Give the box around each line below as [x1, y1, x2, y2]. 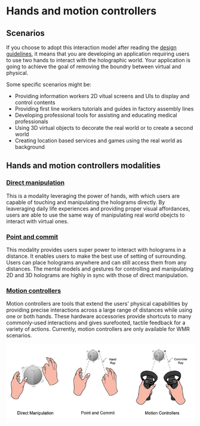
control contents [14, 99, 56, 106]
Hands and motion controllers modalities [6, 160, 161, 171]
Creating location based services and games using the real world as [14, 137, 183, 144]
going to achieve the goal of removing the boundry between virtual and [6, 63, 181, 70]
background [14, 144, 45, 150]
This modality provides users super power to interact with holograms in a [6, 246, 186, 253]
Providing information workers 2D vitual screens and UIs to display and [14, 93, 190, 99]
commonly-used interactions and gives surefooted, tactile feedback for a [6, 319, 186, 327]
